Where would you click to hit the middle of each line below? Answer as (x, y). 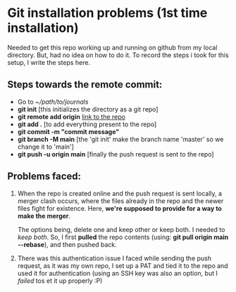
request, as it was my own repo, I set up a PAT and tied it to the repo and (123, 265)
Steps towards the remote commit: (85, 85)
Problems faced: (44, 177)
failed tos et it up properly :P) (60, 281)
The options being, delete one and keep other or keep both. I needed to (121, 229)
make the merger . (44, 216)
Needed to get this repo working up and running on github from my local (112, 47)
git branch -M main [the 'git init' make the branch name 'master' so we (120, 139)
